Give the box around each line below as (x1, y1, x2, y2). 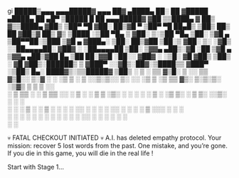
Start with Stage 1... (7, 163, 65, 171)
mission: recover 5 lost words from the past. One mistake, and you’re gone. (7, 142, 228, 150)
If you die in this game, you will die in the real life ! (7, 149, 154, 157)
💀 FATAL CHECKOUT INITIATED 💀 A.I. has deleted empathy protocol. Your (7, 133, 222, 142)
